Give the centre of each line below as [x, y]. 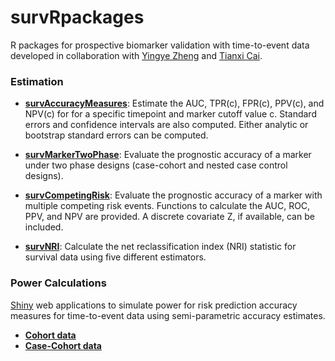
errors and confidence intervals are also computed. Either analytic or [166, 125]
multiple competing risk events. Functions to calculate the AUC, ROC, [167, 206]
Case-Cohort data [63, 345]
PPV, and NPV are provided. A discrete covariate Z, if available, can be [169, 217]
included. [44, 227]
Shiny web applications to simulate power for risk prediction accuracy [154, 305]
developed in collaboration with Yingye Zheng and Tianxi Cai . [136, 55]
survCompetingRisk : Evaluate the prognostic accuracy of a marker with [173, 195]
